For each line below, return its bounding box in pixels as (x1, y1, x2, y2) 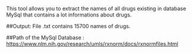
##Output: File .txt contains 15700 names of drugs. (6, 23, 131, 29)
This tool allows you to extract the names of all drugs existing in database (6, 5, 186, 12)
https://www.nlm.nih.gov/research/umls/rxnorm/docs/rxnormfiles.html (6, 41, 178, 47)
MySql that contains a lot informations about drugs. (6, 11, 132, 18)
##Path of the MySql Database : (6, 34, 84, 41)
